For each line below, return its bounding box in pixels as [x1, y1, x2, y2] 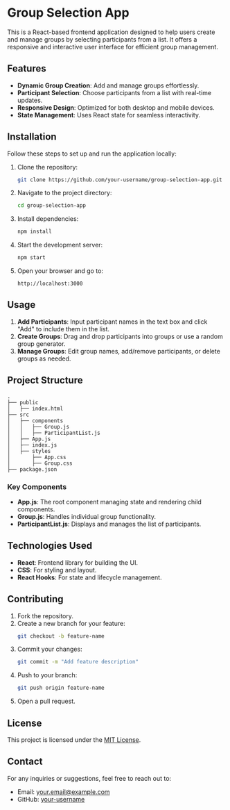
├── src [7, 411, 30, 418]
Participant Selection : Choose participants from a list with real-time [17, 88, 212, 97]
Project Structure [7, 374, 83, 386]
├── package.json [7, 465, 57, 473]
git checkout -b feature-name [17, 632, 105, 640]
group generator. [17, 339, 66, 348]
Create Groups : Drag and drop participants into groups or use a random [17, 332, 223, 340]
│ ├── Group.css [7, 460, 73, 467]
